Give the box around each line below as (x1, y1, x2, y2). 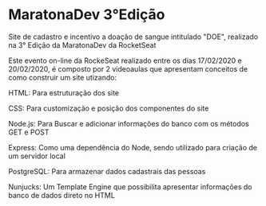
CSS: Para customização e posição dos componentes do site (8, 103, 209, 113)
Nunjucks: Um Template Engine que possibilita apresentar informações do (8, 181, 252, 192)
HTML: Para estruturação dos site (8, 87, 120, 97)
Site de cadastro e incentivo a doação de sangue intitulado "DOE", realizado (8, 32, 258, 41)
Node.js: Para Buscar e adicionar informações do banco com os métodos (8, 119, 249, 128)
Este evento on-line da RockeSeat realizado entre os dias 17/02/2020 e (8, 56, 242, 65)
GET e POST (8, 127, 50, 137)
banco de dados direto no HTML (8, 190, 116, 200)
